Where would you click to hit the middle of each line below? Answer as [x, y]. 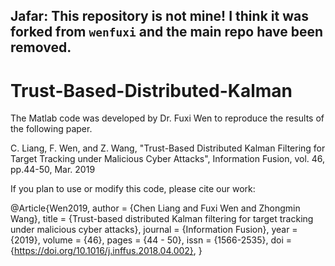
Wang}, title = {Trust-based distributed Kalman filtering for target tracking [162, 219]
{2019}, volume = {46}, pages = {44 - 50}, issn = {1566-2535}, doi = [151, 240]
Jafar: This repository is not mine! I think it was [159, 16]
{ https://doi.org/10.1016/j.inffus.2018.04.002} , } [106, 251]
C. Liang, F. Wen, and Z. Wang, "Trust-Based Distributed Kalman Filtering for [168, 148]
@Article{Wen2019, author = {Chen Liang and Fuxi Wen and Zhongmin [155, 208]
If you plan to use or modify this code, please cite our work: [133, 189]
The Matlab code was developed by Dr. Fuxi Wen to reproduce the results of [167, 118]
